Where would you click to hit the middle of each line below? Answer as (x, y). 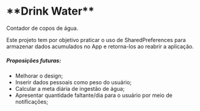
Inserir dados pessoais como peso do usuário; (73, 82)
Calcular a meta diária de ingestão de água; (70, 88)
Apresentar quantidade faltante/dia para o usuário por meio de (94, 95)
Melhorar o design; (39, 76)
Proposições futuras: (34, 60)
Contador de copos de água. (42, 28)
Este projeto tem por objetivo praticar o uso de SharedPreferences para (96, 40)
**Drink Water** (50, 11)
